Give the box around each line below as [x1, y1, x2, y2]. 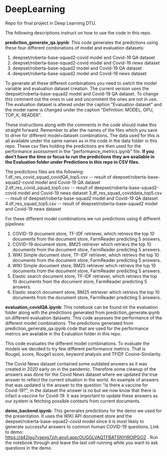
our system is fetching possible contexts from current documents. [5, 398, 141, 404]
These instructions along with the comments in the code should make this [5, 122, 157, 128]
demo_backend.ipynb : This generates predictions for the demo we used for [5, 407, 162, 413]
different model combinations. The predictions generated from [5, 320, 134, 326]
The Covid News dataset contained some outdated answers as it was [5, 360, 148, 366]
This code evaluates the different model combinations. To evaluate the [5, 340, 150, 346]
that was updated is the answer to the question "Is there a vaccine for [5, 382, 149, 388]
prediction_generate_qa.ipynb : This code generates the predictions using [5, 39, 158, 46]
